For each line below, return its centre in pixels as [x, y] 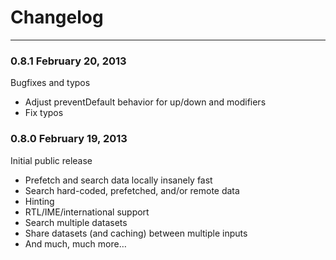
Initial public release [51, 160]
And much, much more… [75, 243]
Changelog [57, 17]
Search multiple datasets [76, 222]
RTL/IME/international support [87, 212]
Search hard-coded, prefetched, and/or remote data [132, 190]
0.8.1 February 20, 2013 [68, 61]
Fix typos [44, 113]
